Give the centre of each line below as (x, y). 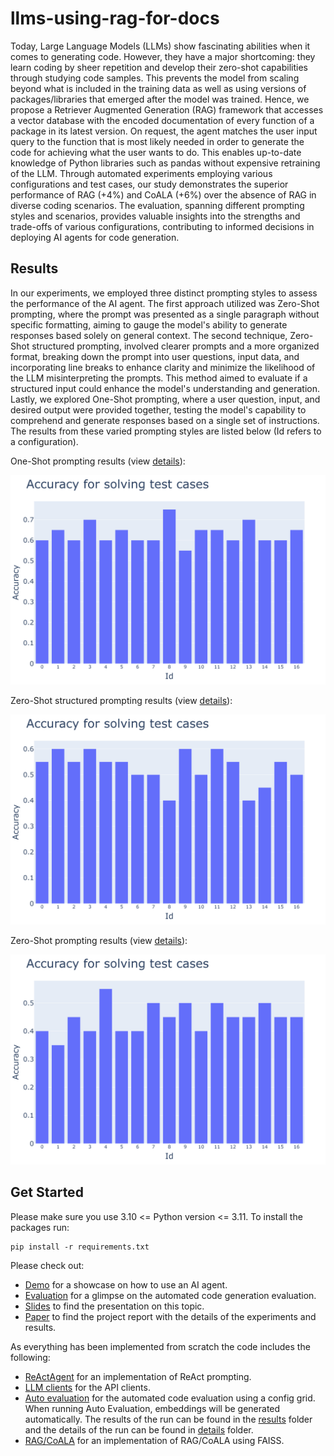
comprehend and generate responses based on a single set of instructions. (165, 420)
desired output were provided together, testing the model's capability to (158, 409)
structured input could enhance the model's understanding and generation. (165, 388)
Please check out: (47, 1265)
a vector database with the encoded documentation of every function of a (162, 120)
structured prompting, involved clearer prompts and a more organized (175, 346)
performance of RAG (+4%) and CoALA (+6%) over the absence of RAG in (163, 194)
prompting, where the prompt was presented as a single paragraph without (165, 314)
